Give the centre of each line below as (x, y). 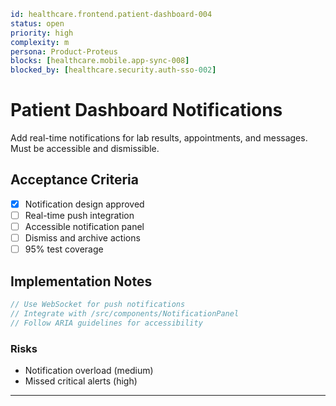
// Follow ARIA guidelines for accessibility (106, 323)
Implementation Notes (81, 281)
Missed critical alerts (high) (81, 381)
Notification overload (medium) (89, 370)
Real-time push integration (79, 215)
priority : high (42, 33)
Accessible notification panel (84, 226)
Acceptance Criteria (74, 180)
